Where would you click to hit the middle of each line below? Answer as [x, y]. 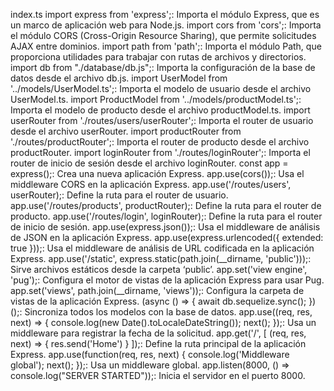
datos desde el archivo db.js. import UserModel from [119, 78]
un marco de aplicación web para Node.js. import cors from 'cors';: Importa [166, 25]
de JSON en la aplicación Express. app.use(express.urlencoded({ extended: [167, 237]
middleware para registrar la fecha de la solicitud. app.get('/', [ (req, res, [158, 333]
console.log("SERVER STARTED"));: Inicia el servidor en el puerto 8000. [158, 375]
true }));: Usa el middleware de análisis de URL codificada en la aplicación [162, 248]
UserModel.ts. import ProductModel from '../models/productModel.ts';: [156, 99]
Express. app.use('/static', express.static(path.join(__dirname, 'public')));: [161, 258]
